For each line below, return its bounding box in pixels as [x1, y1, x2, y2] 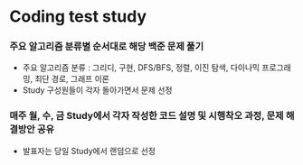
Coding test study [9, 6, 147, 27]
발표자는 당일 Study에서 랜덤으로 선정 [22, 145, 156, 156]
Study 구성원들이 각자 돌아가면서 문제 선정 [22, 85, 173, 96]
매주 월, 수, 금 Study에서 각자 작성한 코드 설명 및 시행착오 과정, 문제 [9, 110, 284, 123]
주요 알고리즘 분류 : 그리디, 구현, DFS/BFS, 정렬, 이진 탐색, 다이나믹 [22, 62, 260, 73]
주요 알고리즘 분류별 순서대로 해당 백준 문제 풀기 [9, 41, 204, 53]
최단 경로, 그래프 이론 [34, 74, 110, 85]
